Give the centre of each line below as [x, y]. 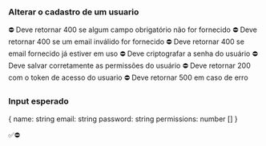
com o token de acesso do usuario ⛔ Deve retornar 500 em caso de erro [128, 77]
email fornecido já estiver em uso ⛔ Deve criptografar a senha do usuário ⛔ [133, 53]
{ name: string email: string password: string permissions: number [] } [123, 119]
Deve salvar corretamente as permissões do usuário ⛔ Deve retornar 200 [129, 65]
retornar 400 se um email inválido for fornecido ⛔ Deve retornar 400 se [126, 41]
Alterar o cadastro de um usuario [74, 12]
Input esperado [39, 101]
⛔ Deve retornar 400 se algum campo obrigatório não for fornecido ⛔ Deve [133, 30]
